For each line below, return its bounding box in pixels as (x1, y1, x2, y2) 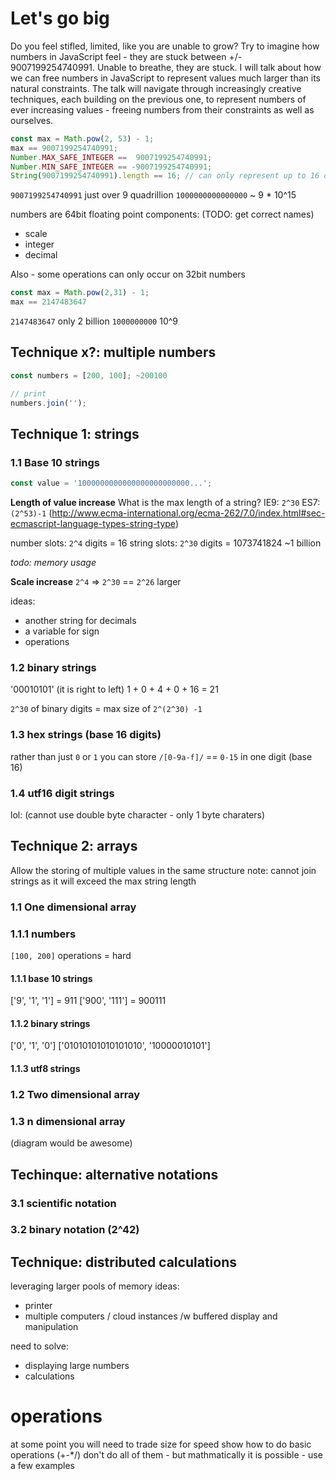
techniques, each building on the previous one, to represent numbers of (10, 93, 307, 105)
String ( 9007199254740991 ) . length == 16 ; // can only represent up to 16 (10, 171, 320, 181)
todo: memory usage (10, 557, 97, 569)
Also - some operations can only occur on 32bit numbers (10, 268, 247, 281)
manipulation (24, 1321, 79, 1333)
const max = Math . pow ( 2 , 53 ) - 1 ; (10, 133, 155, 144)
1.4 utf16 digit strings (10, 786, 115, 800)
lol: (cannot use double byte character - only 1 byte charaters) (10, 808, 266, 821)
